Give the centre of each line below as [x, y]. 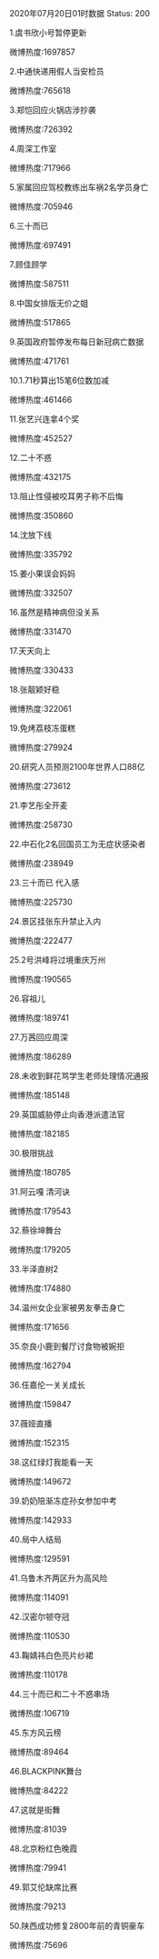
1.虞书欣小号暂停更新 [48, 33]
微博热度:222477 [41, 940]
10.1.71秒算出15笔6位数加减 [59, 380]
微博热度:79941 [38, 1868]
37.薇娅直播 [31, 1424]
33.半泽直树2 [34, 1269]
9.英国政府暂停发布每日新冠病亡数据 [77, 342]
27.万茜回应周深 [39, 1037]
